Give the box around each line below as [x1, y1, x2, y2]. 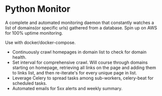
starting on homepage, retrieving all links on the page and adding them [12, 65, 157, 71]
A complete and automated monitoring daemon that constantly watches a [5, 20, 154, 25]
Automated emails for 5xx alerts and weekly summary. [12, 85, 123, 91]
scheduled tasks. [12, 80, 47, 86]
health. [12, 54, 27, 60]
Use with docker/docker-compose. [5, 39, 76, 45]
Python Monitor [5, 3, 70, 15]
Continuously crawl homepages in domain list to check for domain [12, 49, 147, 55]
